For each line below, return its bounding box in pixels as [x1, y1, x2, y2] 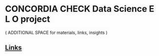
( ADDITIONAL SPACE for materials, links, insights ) [5, 29, 108, 35]
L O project [5, 14, 50, 25]
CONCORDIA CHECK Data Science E [5, 3, 155, 14]
